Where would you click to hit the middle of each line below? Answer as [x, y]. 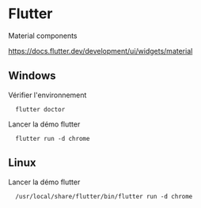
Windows [32, 76]
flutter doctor [40, 109]
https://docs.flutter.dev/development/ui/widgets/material [100, 51]
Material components [43, 36]
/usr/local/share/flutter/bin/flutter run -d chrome [104, 196]
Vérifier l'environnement [47, 95]
